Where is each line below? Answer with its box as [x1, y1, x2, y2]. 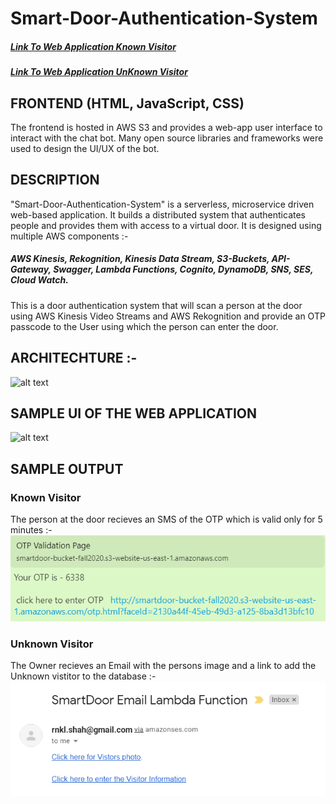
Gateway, [10, 263, 52, 276]
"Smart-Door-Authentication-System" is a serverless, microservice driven [10, 198, 315, 210]
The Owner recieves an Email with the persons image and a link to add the [10, 659, 317, 671]
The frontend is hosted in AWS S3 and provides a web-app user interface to [10, 121, 323, 133]
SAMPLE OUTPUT [10, 460, 124, 477]
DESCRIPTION [10, 172, 100, 189]
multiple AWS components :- [10, 230, 129, 242]
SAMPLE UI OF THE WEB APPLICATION [10, 405, 257, 422]
